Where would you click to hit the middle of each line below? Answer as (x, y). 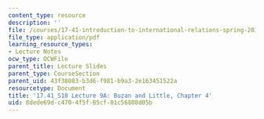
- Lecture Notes (35, 52)
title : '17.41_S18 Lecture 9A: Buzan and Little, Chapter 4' (110, 96)
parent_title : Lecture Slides (58, 67)
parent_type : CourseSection (54, 74)
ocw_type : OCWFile (38, 59)
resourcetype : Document (47, 88)
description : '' (35, 23)
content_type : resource (47, 15)
